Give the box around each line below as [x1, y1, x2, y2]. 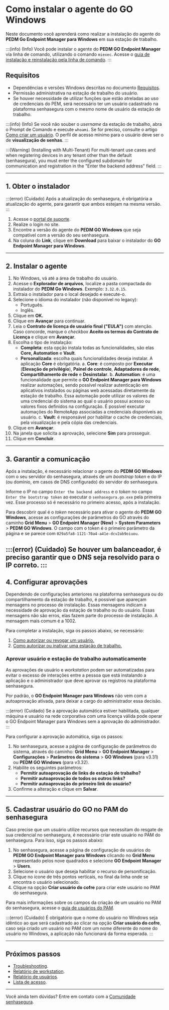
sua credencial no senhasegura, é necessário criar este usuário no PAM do [6, 831, 161, 838]
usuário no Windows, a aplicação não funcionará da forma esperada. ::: [6, 931, 153, 937]
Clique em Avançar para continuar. [13, 318, 86, 324]
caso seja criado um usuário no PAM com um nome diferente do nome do [6, 925, 158, 931]
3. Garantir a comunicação [6, 455, 90, 463]
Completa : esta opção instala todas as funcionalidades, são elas [20, 345, 154, 351]
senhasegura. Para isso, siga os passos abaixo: [6, 837, 104, 843]
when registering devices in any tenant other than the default [6, 152, 132, 158]
